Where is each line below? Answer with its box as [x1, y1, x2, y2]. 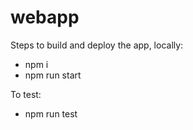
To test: [10, 88, 42, 100]
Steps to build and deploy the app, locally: [10, 39, 184, 51]
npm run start [24, 69, 82, 81]
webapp [10, 6, 80, 29]
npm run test [24, 107, 78, 120]
